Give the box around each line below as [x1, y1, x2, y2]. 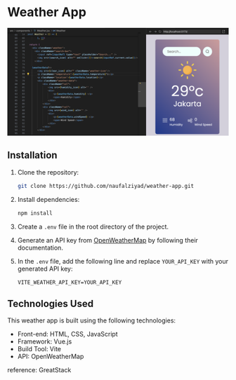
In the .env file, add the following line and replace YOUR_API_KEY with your [17, 257, 228, 265]
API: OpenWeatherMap [17, 352, 84, 361]
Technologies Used [7, 297, 93, 309]
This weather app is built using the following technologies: [7, 316, 176, 325]
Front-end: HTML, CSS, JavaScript [17, 330, 118, 339]
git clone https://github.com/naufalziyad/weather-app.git [17, 182, 195, 189]
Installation [7, 149, 58, 161]
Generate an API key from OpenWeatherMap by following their [17, 236, 199, 244]
